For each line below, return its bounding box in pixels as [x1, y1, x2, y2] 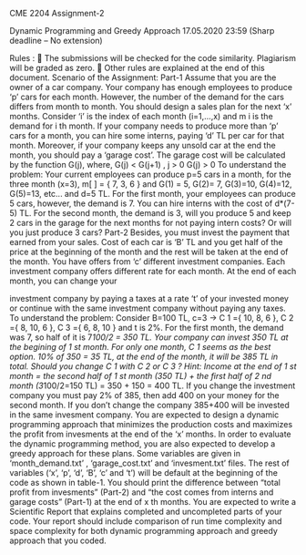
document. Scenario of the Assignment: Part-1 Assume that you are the [9, 72, 277, 83]
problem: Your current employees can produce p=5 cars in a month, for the [9, 169, 291, 180]
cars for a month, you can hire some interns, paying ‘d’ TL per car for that [9, 130, 285, 140]
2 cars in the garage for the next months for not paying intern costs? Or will [9, 218, 292, 228]
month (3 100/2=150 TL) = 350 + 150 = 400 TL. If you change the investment [9, 380, 296, 391]
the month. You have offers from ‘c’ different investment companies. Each [9, 256, 285, 267]
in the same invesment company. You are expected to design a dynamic [9, 409, 280, 420]
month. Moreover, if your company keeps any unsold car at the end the [9, 140, 276, 150]
